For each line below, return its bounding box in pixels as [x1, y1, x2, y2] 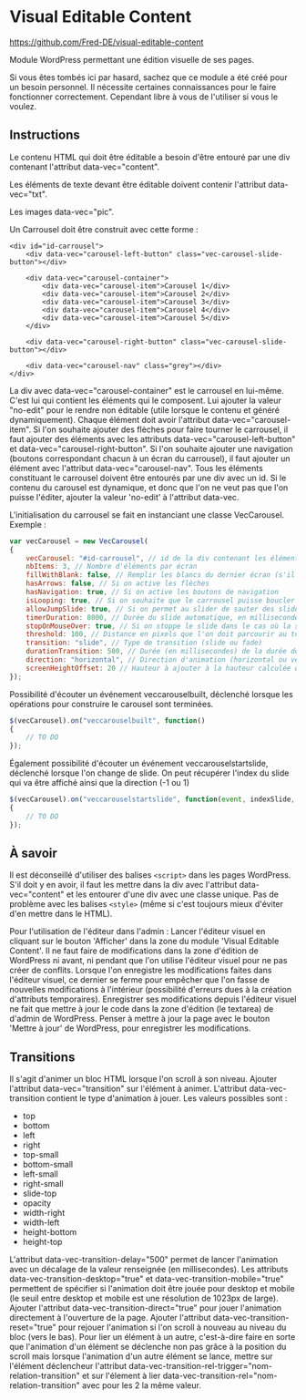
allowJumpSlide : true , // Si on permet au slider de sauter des [25, 604, 275, 613]
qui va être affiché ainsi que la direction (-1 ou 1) [9, 777, 189, 788]
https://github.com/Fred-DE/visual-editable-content [9, 36, 204, 47]
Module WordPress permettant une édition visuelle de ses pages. [9, 54, 255, 65]
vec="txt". [9, 189, 48, 200]
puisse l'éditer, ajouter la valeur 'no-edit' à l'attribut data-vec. [9, 491, 240, 502]
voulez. [9, 100, 37, 111]
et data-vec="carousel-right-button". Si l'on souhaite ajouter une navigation [9, 443, 293, 454]
